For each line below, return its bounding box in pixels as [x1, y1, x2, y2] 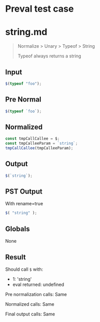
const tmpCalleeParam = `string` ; [5, 141, 78, 146]
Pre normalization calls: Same [5, 291, 67, 297]
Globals [5, 224, 30, 233]
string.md [5, 26, 47, 38]
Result [5, 252, 26, 262]
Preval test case [5, 3, 74, 15]
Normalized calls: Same [5, 301, 55, 307]
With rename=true [5, 201, 43, 207]
